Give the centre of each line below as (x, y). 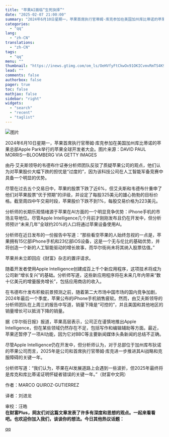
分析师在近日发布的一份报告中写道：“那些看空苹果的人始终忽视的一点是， (81, 235)
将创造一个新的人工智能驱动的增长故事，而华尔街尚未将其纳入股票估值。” (80, 247)
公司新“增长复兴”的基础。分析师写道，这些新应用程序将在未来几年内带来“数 (83, 275)
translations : (20, 43)
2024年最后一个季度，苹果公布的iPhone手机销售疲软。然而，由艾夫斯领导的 (84, 298)
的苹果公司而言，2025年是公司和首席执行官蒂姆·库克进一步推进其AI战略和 (82, 351)
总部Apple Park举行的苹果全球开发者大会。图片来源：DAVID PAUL (78, 149)
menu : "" (14, 61)
